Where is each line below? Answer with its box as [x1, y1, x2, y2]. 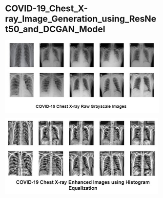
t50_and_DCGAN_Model [5, 24, 106, 35]
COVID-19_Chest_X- [5, 3, 88, 14]
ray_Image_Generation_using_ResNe [5, 13, 157, 24]
